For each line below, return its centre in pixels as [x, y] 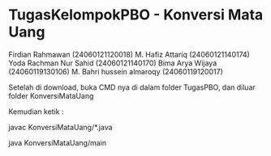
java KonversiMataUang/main [58, 142]
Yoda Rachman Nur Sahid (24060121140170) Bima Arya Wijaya [113, 63]
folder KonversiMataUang [51, 95]
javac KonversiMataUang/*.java [60, 127]
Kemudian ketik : [36, 112]
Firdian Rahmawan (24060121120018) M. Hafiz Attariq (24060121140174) [129, 54]
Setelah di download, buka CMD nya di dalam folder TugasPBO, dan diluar [132, 87]
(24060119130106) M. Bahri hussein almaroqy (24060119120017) [116, 71]
